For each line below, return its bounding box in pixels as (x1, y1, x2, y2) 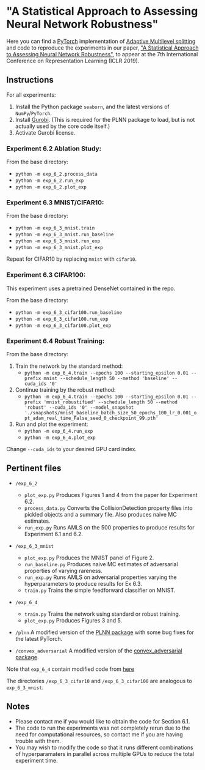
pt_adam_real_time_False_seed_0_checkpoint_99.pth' (24, 415, 159, 421)
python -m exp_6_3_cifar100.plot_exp (15, 323, 112, 329)
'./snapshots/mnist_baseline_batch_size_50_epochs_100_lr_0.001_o (24, 409, 197, 416)
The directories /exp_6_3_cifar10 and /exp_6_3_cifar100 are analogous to (6, 677, 192, 684)
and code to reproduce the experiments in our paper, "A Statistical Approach (6, 44, 199, 51)
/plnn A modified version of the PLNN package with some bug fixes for (15, 629, 194, 636)
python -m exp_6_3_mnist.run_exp (15, 238, 101, 244)
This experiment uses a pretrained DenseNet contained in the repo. (6, 285, 176, 292)
